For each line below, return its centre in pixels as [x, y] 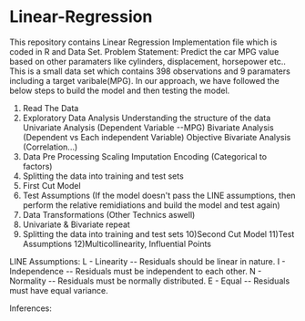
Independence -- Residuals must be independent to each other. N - [136, 271]
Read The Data [51, 108]
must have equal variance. [59, 290]
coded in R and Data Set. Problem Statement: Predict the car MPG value [144, 51]
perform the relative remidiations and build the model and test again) [151, 205]
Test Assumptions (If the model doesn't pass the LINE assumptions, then [159, 195]
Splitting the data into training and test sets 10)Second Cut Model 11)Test [158, 233]
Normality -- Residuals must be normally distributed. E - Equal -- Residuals [150, 281]
